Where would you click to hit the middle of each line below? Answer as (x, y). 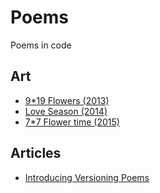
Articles (36, 153)
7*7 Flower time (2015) (72, 122)
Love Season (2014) (66, 111)
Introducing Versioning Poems (87, 177)
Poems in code (41, 45)
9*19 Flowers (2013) (67, 100)
